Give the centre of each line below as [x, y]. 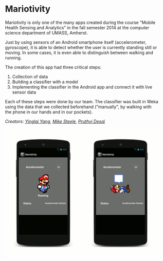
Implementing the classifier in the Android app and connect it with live [82, 87]
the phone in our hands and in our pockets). [49, 112]
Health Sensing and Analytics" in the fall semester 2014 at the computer [77, 27]
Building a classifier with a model [45, 82]
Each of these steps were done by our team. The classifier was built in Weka [82, 101]
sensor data [24, 92]
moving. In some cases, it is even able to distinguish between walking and [79, 53]
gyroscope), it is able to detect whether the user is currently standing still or [81, 47]
